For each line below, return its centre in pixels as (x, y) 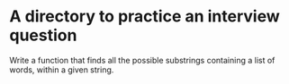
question (43, 35)
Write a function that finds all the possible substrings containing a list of (142, 60)
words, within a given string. (62, 70)
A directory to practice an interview (145, 17)
